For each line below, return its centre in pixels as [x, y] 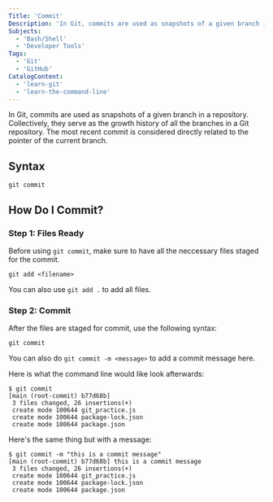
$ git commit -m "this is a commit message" [85, 455]
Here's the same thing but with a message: [80, 439]
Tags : [17, 54]
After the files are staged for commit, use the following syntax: [113, 328]
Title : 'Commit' [36, 16]
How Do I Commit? [56, 210]
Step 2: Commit [40, 310]
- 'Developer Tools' [50, 46]
